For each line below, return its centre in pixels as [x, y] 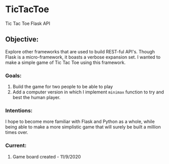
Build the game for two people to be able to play [62, 87]
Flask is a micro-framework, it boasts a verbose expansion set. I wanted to [83, 57]
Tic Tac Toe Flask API [28, 23]
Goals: [13, 76]
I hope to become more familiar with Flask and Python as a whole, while [80, 122]
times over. [17, 133]
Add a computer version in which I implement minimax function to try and [88, 92]
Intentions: [19, 110]
